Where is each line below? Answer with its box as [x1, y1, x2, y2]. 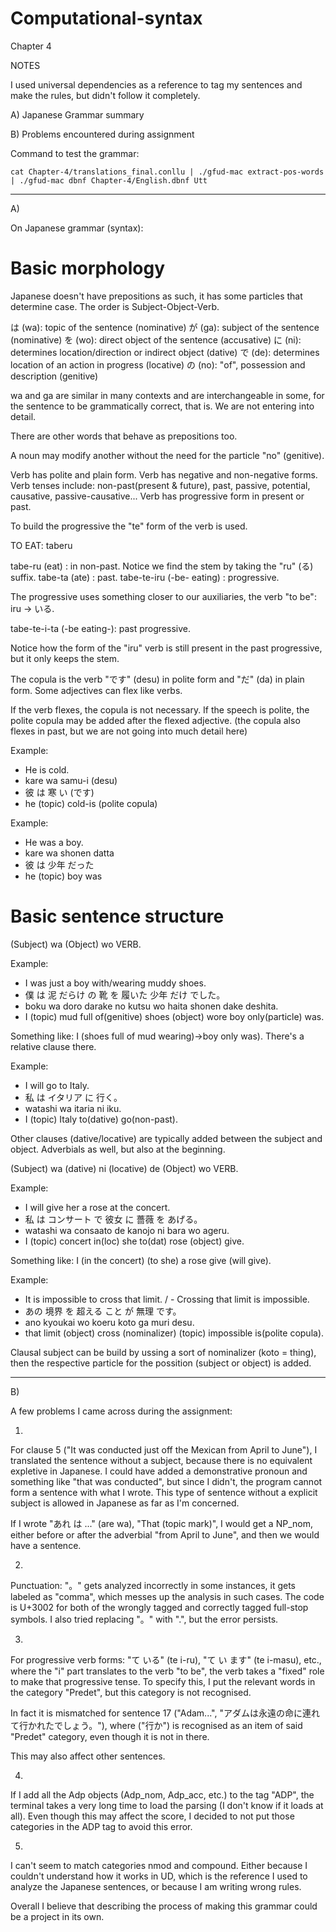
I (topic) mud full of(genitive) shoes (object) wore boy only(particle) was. [24, 1010, 325, 1022]
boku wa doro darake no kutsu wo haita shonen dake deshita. [24, 1000, 279, 1012]
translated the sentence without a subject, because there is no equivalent [10, 1454, 313, 1466]
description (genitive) [10, 370, 99, 382]
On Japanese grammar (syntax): [10, 222, 144, 234]
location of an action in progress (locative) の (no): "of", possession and [10, 358, 306, 371]
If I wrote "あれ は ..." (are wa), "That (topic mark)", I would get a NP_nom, [10, 1517, 313, 1529]
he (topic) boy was [24, 870, 103, 882]
